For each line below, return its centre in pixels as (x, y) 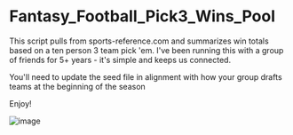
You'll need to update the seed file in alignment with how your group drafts (146, 76)
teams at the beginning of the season (78, 86)
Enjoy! (21, 103)
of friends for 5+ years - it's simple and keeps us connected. (120, 60)
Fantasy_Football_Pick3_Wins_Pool (143, 16)
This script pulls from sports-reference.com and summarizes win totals (139, 41)
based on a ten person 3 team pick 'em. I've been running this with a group (146, 50)
